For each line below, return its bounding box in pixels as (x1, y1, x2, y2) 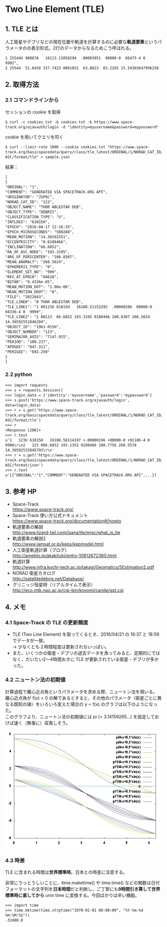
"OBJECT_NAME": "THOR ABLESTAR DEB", (5, 204, 83, 209)
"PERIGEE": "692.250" (5, 349, 50, 354)
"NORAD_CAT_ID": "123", (5, 199, 55, 204)
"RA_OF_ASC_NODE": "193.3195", (5, 249, 70, 254)
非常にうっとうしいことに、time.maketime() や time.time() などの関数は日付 (5, 880, 160, 886)
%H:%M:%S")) (5, 913, 30, 918)
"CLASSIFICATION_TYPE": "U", (5, 214, 66, 219)
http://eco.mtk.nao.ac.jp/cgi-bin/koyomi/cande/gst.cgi (12, 587, 124, 593)
